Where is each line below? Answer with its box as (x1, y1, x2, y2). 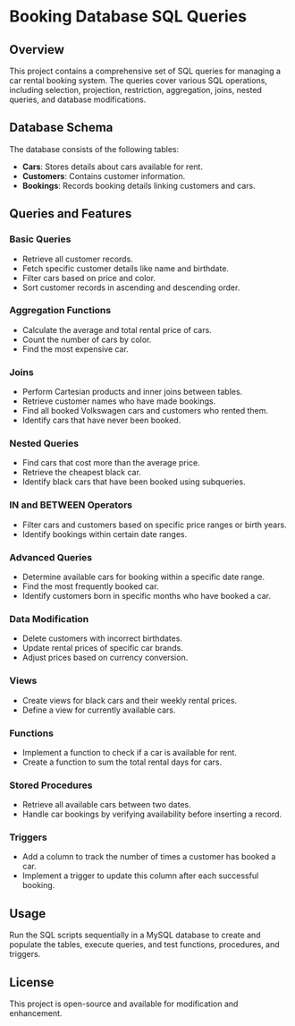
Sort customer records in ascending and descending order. (21, 282, 240, 293)
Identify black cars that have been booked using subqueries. (21, 476, 246, 487)
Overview (9, 42, 65, 57)
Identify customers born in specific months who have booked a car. (21, 590, 271, 601)
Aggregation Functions (9, 304, 112, 317)
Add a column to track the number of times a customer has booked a (21, 851, 276, 862)
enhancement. (9, 1008, 63, 1019)
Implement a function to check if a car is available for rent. (21, 747, 237, 757)
